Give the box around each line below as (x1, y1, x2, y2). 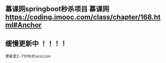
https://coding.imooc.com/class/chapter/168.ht (5, 13, 161, 22)
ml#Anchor (5, 21, 42, 29)
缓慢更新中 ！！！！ (5, 39, 67, 48)
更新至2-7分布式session (5, 54, 51, 59)
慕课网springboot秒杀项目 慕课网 (5, 5, 110, 14)
